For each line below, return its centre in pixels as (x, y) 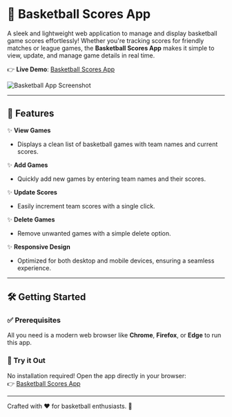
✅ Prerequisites (34, 320)
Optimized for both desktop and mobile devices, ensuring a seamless (116, 260)
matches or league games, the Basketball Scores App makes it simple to (111, 48)
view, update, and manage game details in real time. (81, 55)
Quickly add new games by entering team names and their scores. (111, 179)
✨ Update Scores (32, 192)
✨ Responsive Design (39, 247)
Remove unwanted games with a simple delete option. (94, 233)
